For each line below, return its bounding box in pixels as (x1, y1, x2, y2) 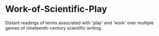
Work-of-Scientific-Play (5, 3, 107, 15)
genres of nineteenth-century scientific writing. (5, 25, 102, 31)
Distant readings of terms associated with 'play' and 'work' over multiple (5, 20, 154, 26)
